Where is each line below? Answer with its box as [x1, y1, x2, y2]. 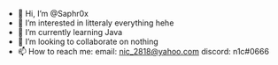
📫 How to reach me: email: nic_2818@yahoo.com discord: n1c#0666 [17, 47, 270, 56]
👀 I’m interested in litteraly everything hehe [17, 18, 174, 28]
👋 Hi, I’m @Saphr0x [17, 9, 89, 18]
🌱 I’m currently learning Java [17, 27, 123, 37]
